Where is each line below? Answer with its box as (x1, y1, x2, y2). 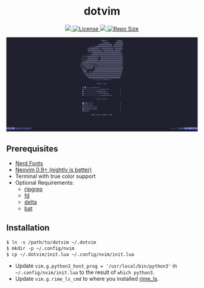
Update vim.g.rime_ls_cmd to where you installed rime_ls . (15, 275, 159, 283)
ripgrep (24, 185, 43, 193)
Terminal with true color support (15, 173, 96, 180)
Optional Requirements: (15, 179, 74, 187)
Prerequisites (6, 143, 58, 154)
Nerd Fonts (15, 160, 44, 167)
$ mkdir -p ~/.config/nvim (6, 245, 75, 252)
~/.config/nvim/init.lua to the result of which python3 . (15, 269, 155, 276)
